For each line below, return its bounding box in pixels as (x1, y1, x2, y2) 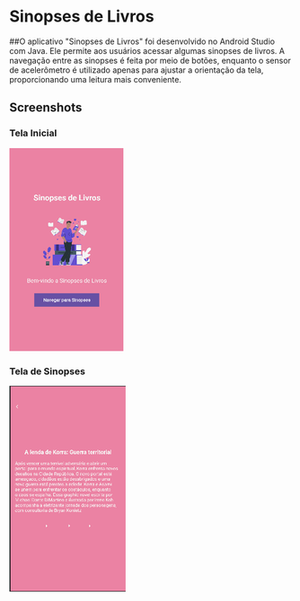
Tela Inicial (9, 127, 57, 140)
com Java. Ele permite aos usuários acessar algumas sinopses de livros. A (9, 45, 286, 56)
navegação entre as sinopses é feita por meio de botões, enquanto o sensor (9, 55, 292, 65)
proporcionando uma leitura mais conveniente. (9, 74, 182, 84)
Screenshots (9, 100, 83, 116)
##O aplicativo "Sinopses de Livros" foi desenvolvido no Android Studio (9, 36, 276, 47)
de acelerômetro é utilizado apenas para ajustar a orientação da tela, (9, 65, 264, 75)
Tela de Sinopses (9, 365, 85, 378)
